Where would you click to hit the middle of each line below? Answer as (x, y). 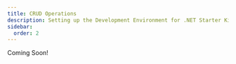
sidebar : (20, 26)
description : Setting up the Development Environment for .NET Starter (114, 20)
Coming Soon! (28, 53)
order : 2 (26, 33)
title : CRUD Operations (42, 14)
